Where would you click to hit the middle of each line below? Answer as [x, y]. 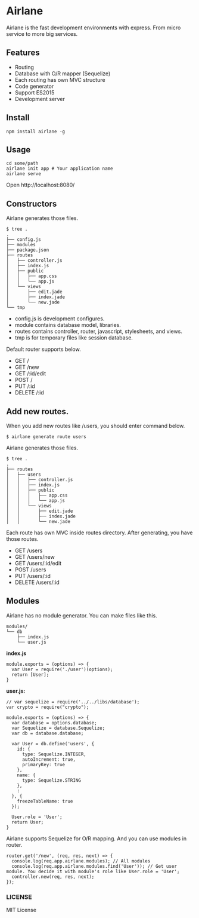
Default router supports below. [44, 349]
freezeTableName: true [45, 801]
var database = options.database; [54, 723]
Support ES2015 [35, 92]
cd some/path [22, 163]
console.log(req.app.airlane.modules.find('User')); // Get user [94, 866]
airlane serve [24, 174]
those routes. [22, 539]
